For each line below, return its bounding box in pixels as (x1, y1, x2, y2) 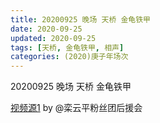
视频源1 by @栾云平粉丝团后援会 (10, 102, 143, 114)
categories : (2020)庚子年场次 (10, 52, 129, 62)
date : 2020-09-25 (10, 24, 83, 34)
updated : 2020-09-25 (10, 33, 97, 43)
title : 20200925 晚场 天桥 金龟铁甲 (10, 14, 151, 25)
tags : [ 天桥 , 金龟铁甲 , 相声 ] (10, 42, 125, 53)
